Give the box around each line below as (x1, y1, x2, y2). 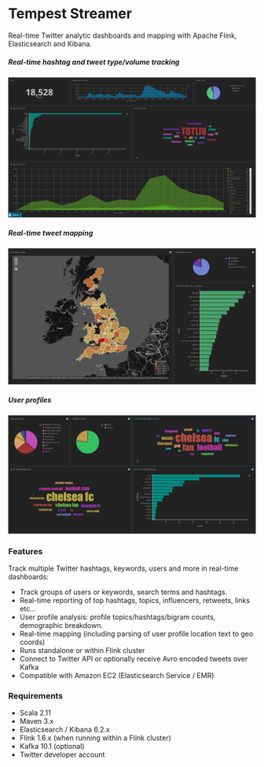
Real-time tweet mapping (8, 228, 93, 237)
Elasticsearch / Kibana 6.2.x (19, 725, 110, 735)
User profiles (8, 395, 52, 405)
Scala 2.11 (19, 708, 51, 717)
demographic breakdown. (19, 620, 104, 629)
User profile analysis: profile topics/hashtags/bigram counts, (19, 612, 216, 622)
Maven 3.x (19, 717, 54, 726)
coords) (19, 637, 46, 647)
